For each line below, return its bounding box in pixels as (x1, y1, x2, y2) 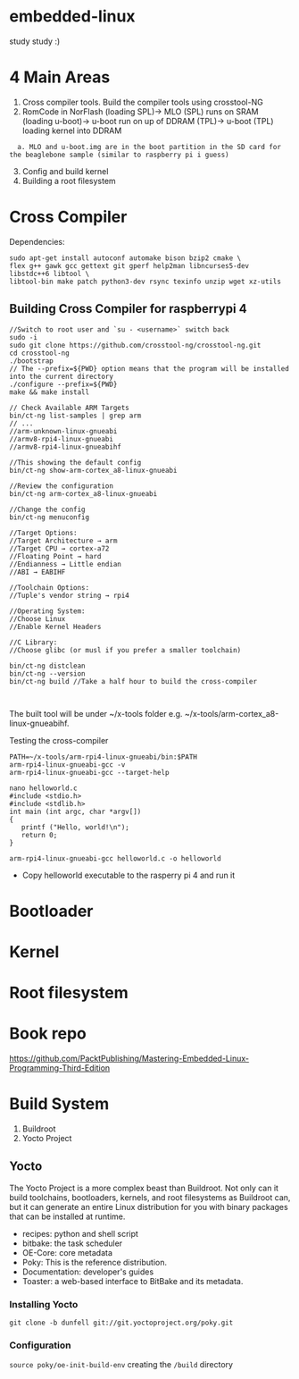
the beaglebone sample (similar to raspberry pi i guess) (9, 150, 229, 159)
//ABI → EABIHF (9, 568, 66, 576)
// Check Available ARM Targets (9, 403, 129, 412)
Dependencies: (9, 236, 65, 247)
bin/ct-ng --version (9, 668, 87, 678)
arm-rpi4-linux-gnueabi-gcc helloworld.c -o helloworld (9, 853, 221, 863)
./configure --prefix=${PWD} (9, 380, 118, 389)
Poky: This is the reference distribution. (21, 1257, 168, 1267)
